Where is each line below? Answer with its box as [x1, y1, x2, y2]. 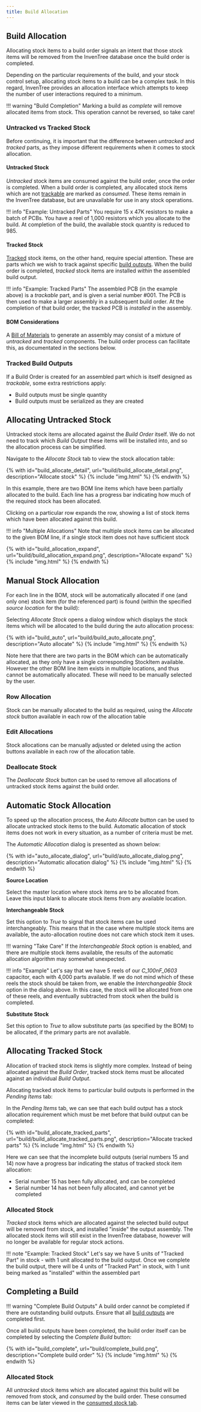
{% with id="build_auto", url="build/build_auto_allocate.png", [6, 634, 156, 641]
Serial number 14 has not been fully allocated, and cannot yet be [14, 1184, 175, 1191]
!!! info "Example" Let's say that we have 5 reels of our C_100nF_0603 [6, 966, 178, 974]
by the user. [6, 678, 36, 685]
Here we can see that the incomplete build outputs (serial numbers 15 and [6, 1153, 189, 1161]
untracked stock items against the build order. [6, 783, 120, 790]
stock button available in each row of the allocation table [6, 713, 146, 720]
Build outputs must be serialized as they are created [14, 398, 144, 405]
